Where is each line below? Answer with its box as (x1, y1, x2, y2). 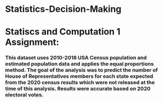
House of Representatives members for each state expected (5, 73, 154, 80)
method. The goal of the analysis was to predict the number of (5, 67, 158, 74)
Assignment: (5, 37, 59, 48)
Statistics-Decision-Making (5, 3, 121, 15)
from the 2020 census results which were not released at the (5, 79, 155, 86)
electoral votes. (5, 92, 44, 99)
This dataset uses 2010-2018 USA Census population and (5, 54, 147, 61)
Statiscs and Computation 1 (5, 26, 120, 38)
